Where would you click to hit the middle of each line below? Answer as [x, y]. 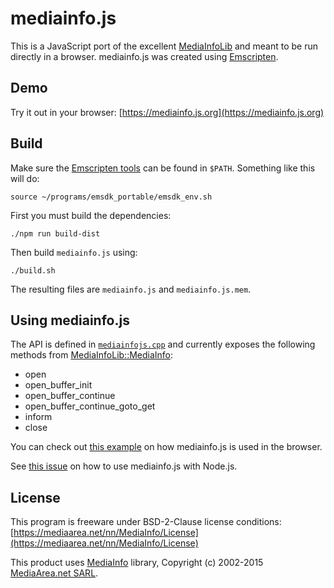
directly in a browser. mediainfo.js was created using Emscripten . [144, 56]
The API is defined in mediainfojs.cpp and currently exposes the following [163, 344]
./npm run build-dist [55, 233]
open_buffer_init [58, 385]
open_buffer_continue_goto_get [90, 406]
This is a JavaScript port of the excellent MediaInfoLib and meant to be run [164, 46]
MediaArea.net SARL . [54, 573]
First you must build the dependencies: [91, 215]
